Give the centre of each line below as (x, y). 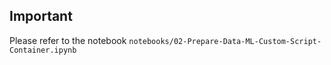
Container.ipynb (43, 50)
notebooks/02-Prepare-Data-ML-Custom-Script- (225, 41)
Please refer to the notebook (68, 40)
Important (41, 16)
